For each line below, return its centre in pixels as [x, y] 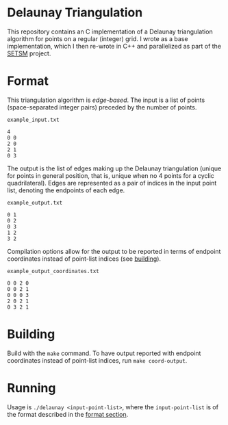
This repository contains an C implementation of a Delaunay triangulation [110, 31]
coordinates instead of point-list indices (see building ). [84, 259]
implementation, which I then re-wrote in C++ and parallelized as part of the [114, 46]
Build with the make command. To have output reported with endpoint [104, 353]
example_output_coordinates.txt [53, 271]
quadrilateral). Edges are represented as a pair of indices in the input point [112, 183]
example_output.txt [35, 203]
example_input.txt [33, 120]
